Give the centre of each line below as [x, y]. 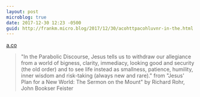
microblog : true [26, 17]
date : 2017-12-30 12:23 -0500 [44, 23]
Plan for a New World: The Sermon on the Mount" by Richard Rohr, [103, 82]
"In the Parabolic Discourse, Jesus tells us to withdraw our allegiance [106, 57]
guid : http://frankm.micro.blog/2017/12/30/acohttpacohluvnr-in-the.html [100, 28]
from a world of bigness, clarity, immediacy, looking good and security [107, 63]
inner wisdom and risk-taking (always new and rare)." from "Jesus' [103, 76]
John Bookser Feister [47, 88]
